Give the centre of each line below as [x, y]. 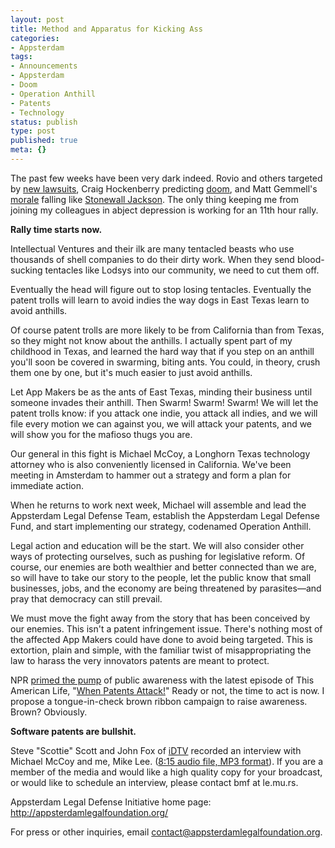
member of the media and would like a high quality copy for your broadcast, [166, 772]
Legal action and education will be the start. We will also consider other [157, 545]
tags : [21, 57]
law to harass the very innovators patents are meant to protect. [140, 660]
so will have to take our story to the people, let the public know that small [161, 577]
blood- [310, 259]
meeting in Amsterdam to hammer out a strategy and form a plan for [151, 475]
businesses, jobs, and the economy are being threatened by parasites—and [166, 588]
